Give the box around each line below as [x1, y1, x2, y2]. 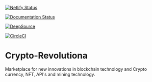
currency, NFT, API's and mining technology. [5, 71, 96, 77]
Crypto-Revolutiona [5, 50, 88, 61]
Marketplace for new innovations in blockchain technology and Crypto [5, 66, 147, 72]
